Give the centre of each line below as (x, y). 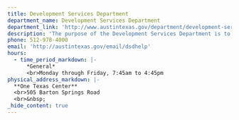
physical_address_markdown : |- (54, 79)
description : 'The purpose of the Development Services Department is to (119, 34)
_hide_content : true (38, 106)
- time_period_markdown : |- (55, 60)
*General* (41, 66)
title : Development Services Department (68, 14)
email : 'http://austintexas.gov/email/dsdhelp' (79, 47)
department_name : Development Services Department (84, 20)
